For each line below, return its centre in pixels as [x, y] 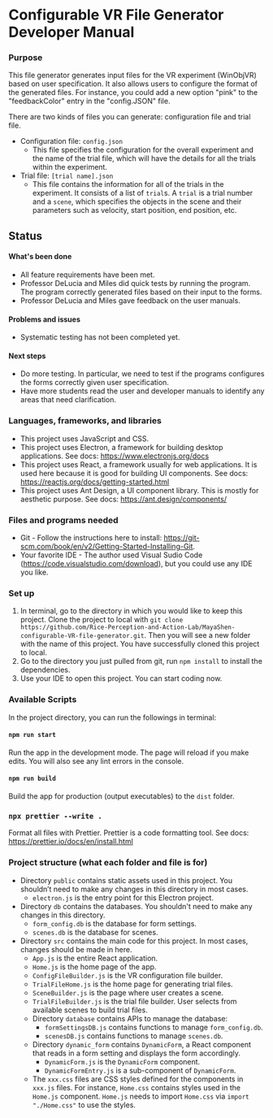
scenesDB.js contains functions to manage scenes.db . [134, 1036]
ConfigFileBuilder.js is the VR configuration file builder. [128, 975]
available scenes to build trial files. [90, 1010]
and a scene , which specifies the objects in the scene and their [137, 201]
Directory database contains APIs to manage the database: [130, 1018]
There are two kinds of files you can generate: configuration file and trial [130, 117]
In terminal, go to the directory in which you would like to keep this [131, 611]
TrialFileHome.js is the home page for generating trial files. [132, 984]
